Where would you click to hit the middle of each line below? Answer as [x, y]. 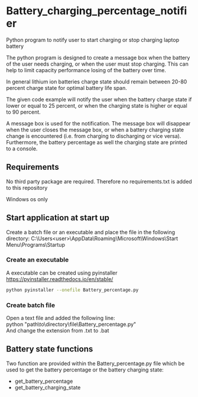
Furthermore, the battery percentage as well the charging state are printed [97, 142]
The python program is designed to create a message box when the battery [98, 57]
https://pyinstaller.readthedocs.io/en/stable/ [60, 279]
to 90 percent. [24, 112]
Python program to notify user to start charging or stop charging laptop [92, 40]
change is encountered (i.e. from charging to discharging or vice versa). [94, 136]
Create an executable [38, 260]
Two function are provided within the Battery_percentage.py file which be [95, 363]
